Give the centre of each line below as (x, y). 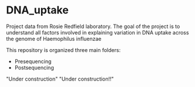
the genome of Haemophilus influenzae (54, 39)
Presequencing (33, 61)
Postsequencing (34, 67)
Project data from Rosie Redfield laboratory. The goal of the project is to (93, 26)
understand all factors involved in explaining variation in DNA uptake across (97, 32)
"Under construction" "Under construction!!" (60, 79)
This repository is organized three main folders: (63, 50)
